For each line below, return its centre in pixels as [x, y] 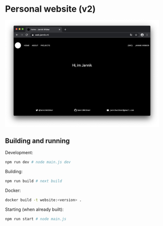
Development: [19, 153]
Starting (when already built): [34, 209]
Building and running [37, 141]
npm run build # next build [34, 181]
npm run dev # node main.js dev [38, 162]
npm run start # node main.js [36, 219]
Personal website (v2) [51, 9]
